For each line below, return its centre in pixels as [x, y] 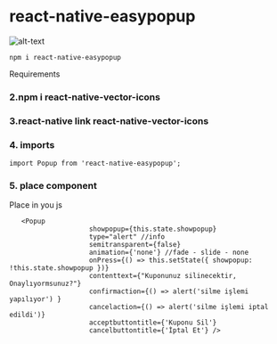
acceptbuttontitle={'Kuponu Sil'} [153, 323]
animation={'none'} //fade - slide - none [169, 253]
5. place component [53, 186]
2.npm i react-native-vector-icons [85, 97]
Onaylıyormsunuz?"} [45, 284]
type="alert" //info [127, 237]
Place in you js [36, 205]
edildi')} [28, 315]
